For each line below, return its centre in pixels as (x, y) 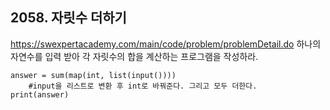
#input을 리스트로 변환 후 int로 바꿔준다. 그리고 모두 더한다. (143, 86)
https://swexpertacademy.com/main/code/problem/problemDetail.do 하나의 (166, 44)
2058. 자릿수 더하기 (68, 18)
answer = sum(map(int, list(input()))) (93, 75)
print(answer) (40, 94)
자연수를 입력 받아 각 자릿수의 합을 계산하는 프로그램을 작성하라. (134, 56)
